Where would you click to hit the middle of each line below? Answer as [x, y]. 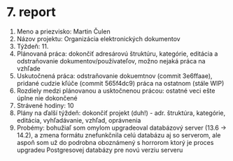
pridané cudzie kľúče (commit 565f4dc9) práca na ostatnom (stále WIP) [120, 83]
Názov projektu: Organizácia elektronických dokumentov [98, 38]
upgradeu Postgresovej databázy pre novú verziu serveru [100, 150]
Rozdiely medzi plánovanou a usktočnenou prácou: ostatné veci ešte [116, 91]
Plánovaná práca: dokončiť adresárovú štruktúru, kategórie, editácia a [117, 54]
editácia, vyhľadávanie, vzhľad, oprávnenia [79, 120]
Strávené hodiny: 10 [45, 105]
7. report [31, 12]
